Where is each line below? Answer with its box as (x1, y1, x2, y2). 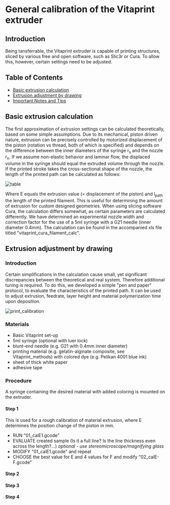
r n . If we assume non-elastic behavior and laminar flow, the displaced (5, 154, 151, 161)
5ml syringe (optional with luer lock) (12, 338, 88, 343)
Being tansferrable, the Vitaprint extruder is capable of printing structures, (5, 48, 161, 54)
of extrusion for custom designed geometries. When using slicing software (5, 203, 161, 209)
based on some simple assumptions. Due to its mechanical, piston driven (5, 131, 158, 137)
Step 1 (5, 406, 19, 412)
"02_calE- (139, 454, 159, 460)
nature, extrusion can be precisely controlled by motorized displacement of (5, 136, 163, 142)
